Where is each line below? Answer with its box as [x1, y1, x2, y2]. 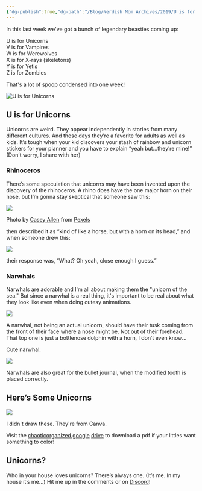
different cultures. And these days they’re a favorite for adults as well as [6, 132, 185, 139]
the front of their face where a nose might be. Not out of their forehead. [6, 328, 184, 335]
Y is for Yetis [6, 63, 38, 70]
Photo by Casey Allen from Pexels [6, 216, 90, 223]
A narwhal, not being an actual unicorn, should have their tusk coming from [6, 322, 194, 329]
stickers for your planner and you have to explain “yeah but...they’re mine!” [6, 145, 192, 152]
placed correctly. [6, 375, 48, 383]
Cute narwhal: [6, 346, 41, 353]
